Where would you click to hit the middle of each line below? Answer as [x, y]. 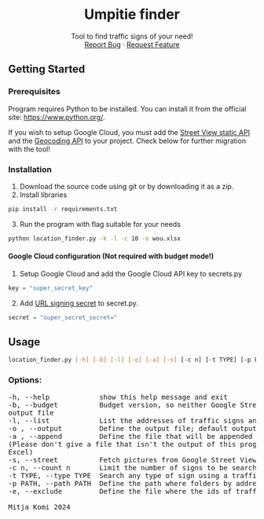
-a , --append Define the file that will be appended [130, 436]
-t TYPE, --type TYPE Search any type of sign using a [118, 475]
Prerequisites [34, 92]
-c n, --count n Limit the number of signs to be [118, 468]
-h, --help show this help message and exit [118, 397]
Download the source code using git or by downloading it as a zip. [126, 186]
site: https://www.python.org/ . [57, 117]
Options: [25, 380]
